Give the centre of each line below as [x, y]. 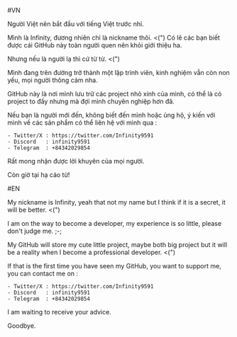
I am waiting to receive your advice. [59, 312]
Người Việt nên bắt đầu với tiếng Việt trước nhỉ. [76, 24]
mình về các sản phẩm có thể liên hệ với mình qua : [82, 122]
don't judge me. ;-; [35, 231]
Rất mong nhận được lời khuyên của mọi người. [76, 161]
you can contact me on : [43, 273]
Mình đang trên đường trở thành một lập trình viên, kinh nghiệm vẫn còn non [119, 73]
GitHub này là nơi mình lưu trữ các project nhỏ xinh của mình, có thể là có [115, 94]
